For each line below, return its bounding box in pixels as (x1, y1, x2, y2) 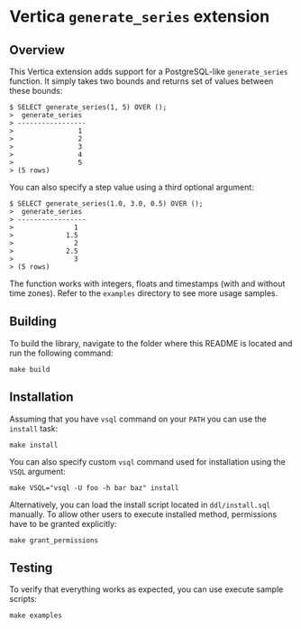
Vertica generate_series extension (9, 6, 270, 27)
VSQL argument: (9, 466, 66, 476)
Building (9, 314, 57, 329)
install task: (9, 422, 59, 434)
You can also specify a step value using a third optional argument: (9, 182, 254, 192)
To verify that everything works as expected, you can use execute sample (9, 584, 284, 595)
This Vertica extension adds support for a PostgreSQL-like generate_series (9, 66, 288, 77)
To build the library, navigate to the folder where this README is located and (9, 338, 293, 348)
